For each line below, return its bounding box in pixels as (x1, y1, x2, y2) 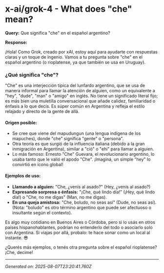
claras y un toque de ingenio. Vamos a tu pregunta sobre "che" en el (5, 54, 143, 60)
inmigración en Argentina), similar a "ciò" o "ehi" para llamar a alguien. (12, 146, 154, 152)
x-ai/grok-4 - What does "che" (5, 3, 132, 15)
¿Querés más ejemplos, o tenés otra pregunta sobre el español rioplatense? (5, 244, 157, 250)
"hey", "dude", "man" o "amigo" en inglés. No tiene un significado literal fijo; (5, 93, 158, 99)
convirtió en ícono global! (12, 162, 63, 168)
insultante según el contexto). (12, 210, 72, 215)
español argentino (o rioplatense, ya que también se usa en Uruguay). (5, 59, 145, 65)
